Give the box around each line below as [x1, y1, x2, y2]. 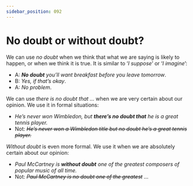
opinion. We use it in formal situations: [6, 101, 99, 108]
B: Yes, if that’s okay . [14, 77, 66, 84]
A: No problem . [14, 84, 52, 91]
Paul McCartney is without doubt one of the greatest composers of [14, 160, 180, 168]
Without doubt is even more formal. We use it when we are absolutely [6, 142, 175, 150]
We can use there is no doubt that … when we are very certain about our [6, 95, 183, 102]
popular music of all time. [14, 167, 77, 174]
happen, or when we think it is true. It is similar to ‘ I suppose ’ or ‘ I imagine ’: [6, 59, 188, 67]
